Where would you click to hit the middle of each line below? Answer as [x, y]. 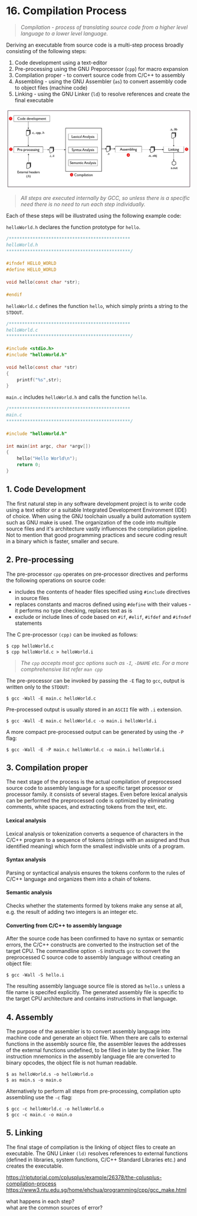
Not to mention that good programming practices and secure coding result [97, 535]
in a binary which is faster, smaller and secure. [63, 541]
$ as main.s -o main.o [34, 1080]
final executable [34, 100]
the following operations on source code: [56, 580]
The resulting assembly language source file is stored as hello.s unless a [96, 986]
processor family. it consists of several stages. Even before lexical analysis [97, 794]
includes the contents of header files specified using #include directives [102, 592]
